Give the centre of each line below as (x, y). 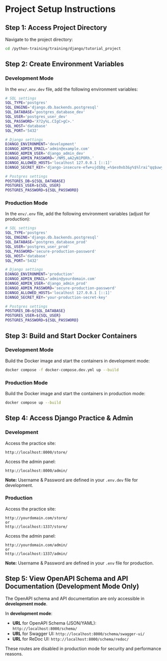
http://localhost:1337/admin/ (37, 553)
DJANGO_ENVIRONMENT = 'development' (41, 144)
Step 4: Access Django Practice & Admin (69, 418)
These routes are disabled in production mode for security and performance (83, 649)
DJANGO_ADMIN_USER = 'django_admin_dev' (45, 154)
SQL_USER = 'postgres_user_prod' (38, 247)
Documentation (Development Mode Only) (72, 587)
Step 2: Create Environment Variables (65, 64)
